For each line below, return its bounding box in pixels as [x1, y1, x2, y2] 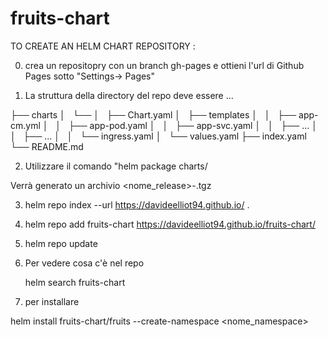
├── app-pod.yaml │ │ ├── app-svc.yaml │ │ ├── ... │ [68, 119, 318, 131]
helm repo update [24, 237, 98, 249]
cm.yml [10, 119, 41, 131]
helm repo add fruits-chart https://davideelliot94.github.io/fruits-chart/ [24, 218, 316, 230]
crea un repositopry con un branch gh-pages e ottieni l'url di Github [24, 59, 305, 71]
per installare [24, 295, 80, 307]
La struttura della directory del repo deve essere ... [24, 89, 234, 101]
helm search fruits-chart [24, 276, 126, 288]
